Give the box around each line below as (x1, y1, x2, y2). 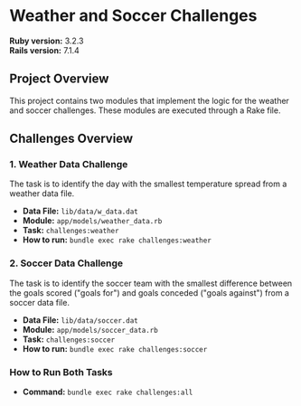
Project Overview (9, 71, 109, 87)
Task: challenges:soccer (22, 334, 116, 345)
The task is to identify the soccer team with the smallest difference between (9, 278, 293, 288)
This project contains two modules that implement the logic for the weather (9, 95, 289, 106)
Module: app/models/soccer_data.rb (22, 324, 158, 335)
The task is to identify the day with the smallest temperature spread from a (9, 178, 287, 190)
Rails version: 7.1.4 (9, 44, 80, 55)
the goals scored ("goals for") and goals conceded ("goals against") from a (9, 287, 289, 298)
